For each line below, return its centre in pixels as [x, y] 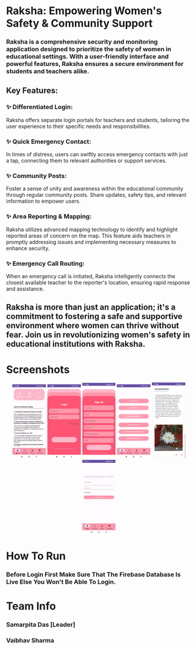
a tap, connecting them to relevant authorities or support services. [86, 161]
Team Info [31, 606]
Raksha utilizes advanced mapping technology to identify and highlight [92, 229]
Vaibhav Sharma [30, 640]
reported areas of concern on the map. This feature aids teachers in [88, 235]
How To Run [36, 556]
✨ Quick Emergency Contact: [49, 141]
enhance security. [28, 248]
